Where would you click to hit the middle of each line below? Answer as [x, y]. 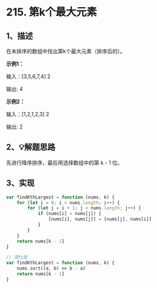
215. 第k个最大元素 [52, 12]
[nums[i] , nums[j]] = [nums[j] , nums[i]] [100, 219]
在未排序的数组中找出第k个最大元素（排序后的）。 [66, 51]
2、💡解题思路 [31, 147]
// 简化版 [17, 257]
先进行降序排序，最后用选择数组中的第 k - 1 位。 [64, 162]
